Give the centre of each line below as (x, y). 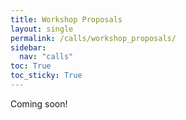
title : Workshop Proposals (66, 19)
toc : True (31, 66)
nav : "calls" (46, 57)
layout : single (42, 29)
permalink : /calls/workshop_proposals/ (93, 38)
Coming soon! (39, 103)
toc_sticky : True (46, 76)
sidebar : (28, 47)
